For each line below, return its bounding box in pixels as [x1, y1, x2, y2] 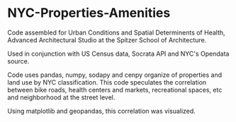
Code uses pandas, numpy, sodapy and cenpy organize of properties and [7, 71, 222, 79]
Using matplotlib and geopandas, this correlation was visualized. [7, 106, 196, 115]
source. [7, 56, 30, 65]
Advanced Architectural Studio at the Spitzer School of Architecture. [7, 35, 207, 44]
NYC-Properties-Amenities [7, 5, 171, 21]
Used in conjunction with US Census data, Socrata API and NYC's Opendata [7, 49, 230, 58]
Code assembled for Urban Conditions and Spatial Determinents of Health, [7, 28, 225, 37]
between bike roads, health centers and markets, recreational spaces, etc [7, 85, 223, 94]
